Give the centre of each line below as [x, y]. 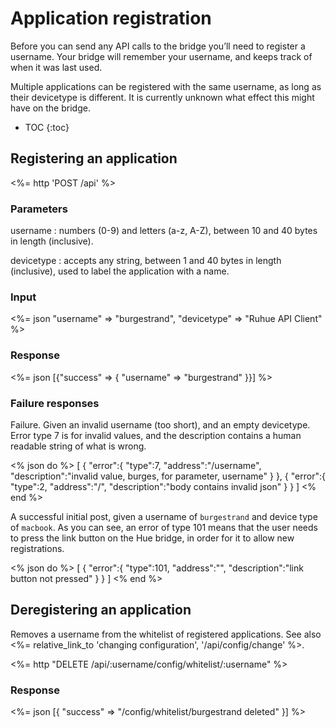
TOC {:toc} [47, 127]
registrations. [37, 548]
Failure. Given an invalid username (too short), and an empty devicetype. [160, 424]
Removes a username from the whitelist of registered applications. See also [166, 634]
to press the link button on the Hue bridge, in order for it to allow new [152, 538]
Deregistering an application [101, 610]
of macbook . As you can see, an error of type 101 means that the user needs [164, 527]
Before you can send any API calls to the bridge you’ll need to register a [158, 46]
